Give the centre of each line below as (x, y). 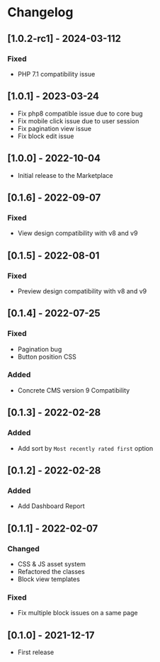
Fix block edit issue (46, 136)
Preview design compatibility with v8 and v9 (82, 291)
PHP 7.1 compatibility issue (56, 74)
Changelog (40, 12)
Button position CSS (47, 357)
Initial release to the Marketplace (65, 175)
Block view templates (48, 579)
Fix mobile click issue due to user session (78, 120)
